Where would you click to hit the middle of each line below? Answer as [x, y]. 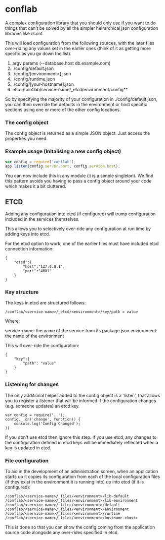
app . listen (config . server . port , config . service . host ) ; [63, 166]
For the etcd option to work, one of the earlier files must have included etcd [82, 243]
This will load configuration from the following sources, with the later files [80, 43]
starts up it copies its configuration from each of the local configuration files [82, 477]
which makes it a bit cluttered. [36, 186]
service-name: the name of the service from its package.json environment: [81, 331]
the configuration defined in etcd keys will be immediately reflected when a [82, 442]
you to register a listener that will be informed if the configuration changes [81, 401]
